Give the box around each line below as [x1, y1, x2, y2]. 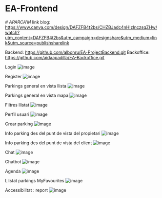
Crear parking [5, 121, 33, 127]
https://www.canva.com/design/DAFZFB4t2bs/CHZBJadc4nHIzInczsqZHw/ [5, 24, 158, 30]
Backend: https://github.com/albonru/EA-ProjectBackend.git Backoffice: [5, 49, 150, 55]
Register [5, 73, 22, 79]
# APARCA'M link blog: [5, 19, 50, 25]
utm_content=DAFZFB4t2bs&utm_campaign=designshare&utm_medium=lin [5, 35, 157, 41]
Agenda [5, 168, 21, 174]
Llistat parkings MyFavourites [5, 177, 64, 183]
